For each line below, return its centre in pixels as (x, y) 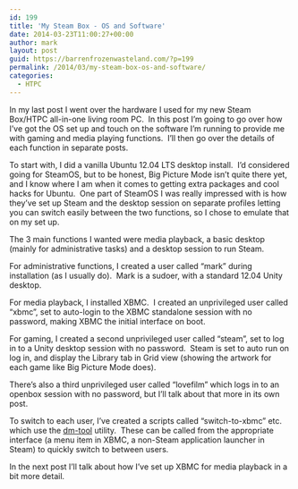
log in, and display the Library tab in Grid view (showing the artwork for (140, 358)
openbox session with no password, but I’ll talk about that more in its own (145, 393)
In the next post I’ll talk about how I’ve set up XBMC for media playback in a (149, 467)
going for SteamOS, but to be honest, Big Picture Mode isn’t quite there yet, (149, 174)
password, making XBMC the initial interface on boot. (107, 321)
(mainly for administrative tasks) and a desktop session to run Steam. (137, 249)
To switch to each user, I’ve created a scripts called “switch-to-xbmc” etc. (146, 420)
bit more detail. (37, 476)
